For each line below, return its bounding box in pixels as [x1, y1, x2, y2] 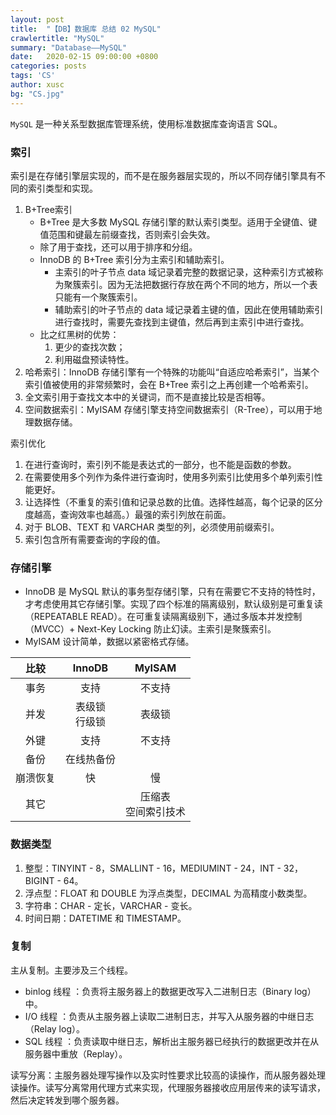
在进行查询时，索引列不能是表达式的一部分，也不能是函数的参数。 [24, 458, 297, 470]
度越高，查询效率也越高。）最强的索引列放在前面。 [24, 508, 232, 520]
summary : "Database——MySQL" [10, 42, 128, 53]
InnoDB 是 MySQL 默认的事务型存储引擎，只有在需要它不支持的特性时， [24, 586, 321, 598]
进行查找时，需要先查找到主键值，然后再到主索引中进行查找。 [54, 316, 310, 328]
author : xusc [10, 80, 65, 90]
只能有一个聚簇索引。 [54, 291, 143, 303]
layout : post [10, 14, 65, 25]
